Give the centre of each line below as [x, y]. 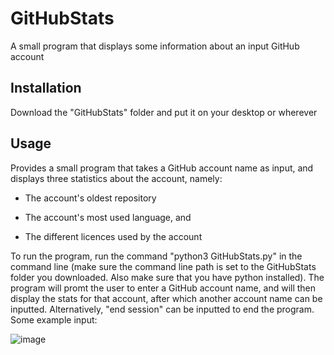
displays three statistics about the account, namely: [116, 178]
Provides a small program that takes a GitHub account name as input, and [162, 168]
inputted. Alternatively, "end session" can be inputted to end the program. [162, 309]
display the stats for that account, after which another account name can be [166, 298]
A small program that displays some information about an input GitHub [155, 46]
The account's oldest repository [90, 198]
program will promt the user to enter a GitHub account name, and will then [163, 288]
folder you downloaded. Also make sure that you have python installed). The [167, 277]
